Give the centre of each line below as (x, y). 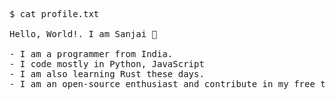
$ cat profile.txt (54, 14)
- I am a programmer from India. (91, 54)
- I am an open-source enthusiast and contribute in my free (162, 84)
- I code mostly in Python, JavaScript (107, 64)
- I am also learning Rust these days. (107, 74)
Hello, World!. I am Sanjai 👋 (83, 34)
